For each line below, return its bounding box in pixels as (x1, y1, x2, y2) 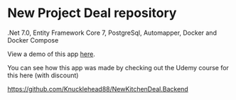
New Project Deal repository (7, 5, 177, 21)
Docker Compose (7, 35, 59, 44)
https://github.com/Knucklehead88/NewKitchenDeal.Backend (7, 84, 188, 93)
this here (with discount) (7, 71, 79, 79)
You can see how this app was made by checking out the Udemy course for (7, 63, 230, 72)
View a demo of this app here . (7, 50, 96, 58)
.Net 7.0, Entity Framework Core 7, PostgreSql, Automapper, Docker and (7, 28, 217, 37)
